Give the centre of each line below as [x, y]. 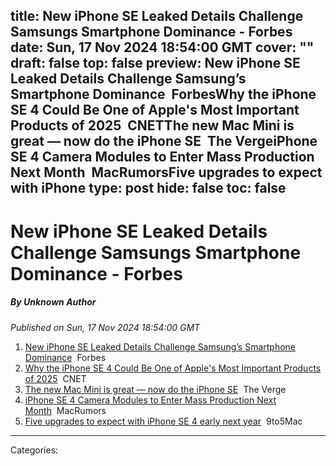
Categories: [34, 450]
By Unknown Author [53, 302]
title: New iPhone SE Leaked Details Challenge [157, 16]
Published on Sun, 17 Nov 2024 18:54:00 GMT [105, 327]
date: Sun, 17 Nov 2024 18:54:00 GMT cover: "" [162, 47]
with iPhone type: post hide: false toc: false [148, 188]
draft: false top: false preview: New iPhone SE [155, 63]
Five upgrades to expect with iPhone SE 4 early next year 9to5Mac [163, 421]
